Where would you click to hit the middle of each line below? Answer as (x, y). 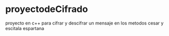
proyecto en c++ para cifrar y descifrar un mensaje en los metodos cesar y (84, 23)
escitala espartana (25, 28)
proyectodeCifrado (47, 9)
